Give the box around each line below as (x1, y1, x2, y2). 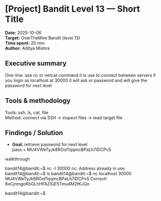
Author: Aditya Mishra (5, 45, 50, 51)
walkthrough (5, 156, 30, 162)
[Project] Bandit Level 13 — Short (5, 3, 140, 15)
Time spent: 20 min (5, 40, 45, 46)
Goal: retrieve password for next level (12, 142, 88, 148)
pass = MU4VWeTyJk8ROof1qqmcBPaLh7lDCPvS (12, 147, 112, 152)
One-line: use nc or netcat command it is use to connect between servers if (5, 72, 156, 78)
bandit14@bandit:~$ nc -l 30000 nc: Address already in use (5, 166, 125, 171)
